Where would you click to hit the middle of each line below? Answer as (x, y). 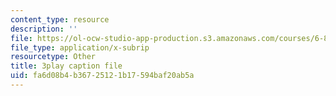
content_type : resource (60, 19)
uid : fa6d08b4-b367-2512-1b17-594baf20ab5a (102, 76)
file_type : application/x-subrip (80, 47)
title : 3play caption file (66, 66)
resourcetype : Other (53, 57)
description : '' (44, 29)
